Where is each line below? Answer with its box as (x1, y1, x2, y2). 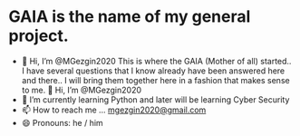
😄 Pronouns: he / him (21, 117, 103, 128)
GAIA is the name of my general (8, 6, 251, 27)
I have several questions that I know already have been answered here (21, 65, 285, 76)
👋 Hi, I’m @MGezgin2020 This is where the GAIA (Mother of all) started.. (21, 55, 292, 66)
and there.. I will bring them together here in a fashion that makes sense (21, 74, 291, 85)
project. (8, 25, 69, 46)
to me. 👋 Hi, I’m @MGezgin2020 (21, 84, 142, 95)
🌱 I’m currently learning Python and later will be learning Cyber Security (21, 93, 290, 105)
